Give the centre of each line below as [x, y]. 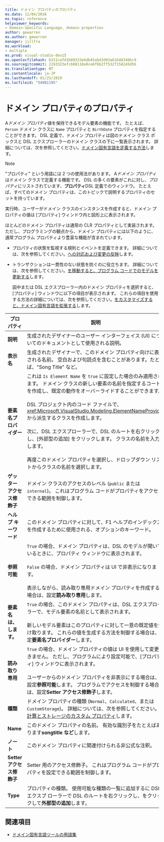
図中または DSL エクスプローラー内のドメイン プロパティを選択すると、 [84, 287]
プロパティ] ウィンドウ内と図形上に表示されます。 [88, 214]
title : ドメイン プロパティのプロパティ [41, 10]
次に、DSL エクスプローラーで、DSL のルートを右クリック [93, 431]
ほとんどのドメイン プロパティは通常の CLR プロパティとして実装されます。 [81, 225]
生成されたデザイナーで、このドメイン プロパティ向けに [91, 352]
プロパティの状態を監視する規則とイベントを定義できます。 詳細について [85, 248]
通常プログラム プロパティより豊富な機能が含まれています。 [65, 237]
